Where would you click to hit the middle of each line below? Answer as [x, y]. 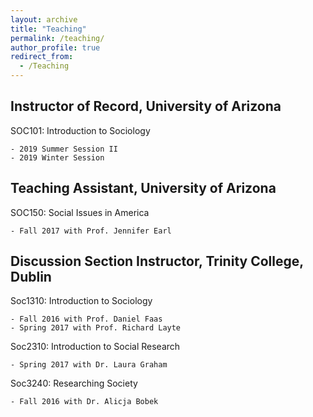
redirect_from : [42, 57]
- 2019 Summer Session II [64, 149]
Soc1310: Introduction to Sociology [81, 301]
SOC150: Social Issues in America [80, 212]
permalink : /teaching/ [57, 38]
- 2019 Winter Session [57, 157]
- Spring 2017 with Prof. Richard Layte [96, 328]
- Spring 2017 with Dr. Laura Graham [89, 365]
